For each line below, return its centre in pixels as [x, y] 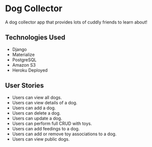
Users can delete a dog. [36, 113]
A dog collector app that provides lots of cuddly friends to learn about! [76, 22]
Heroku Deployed [30, 70]
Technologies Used [35, 37]
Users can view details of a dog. [45, 102]
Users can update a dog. [37, 118]
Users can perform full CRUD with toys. [52, 123]
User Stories [25, 86]
